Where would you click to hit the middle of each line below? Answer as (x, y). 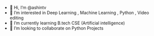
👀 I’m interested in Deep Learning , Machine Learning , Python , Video (79, 13)
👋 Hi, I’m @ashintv (28, 8)
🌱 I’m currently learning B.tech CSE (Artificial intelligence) (67, 23)
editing (17, 18)
